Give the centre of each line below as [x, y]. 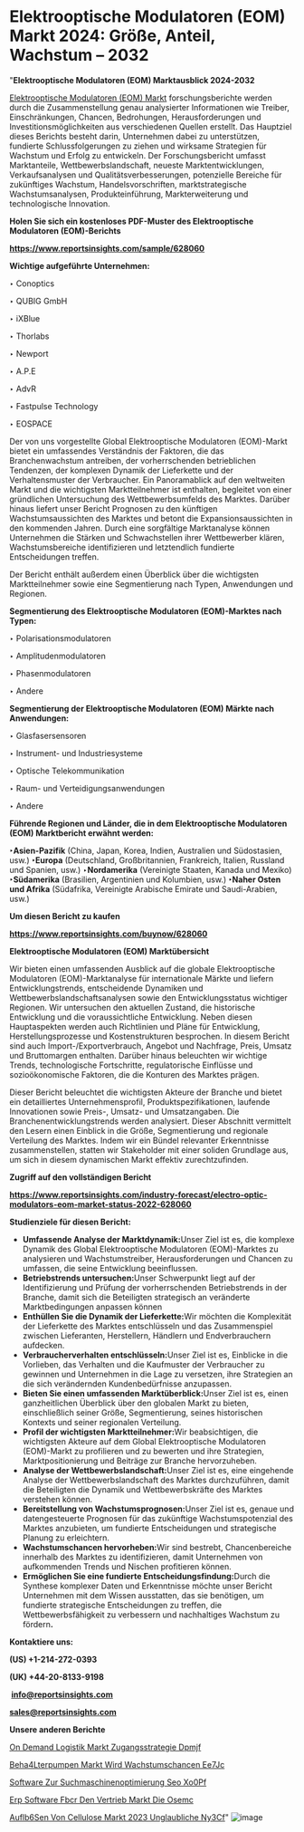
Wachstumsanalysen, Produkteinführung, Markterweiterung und [129, 194]
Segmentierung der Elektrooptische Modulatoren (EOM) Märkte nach [142, 708]
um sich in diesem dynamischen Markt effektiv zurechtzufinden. [129, 1159]
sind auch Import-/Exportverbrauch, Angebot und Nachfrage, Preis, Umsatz [151, 1045]
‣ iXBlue [25, 318]
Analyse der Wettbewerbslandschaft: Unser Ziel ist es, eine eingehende [158, 1470]
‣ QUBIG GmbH [38, 301]
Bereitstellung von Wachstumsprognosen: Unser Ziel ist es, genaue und [158, 1509]
